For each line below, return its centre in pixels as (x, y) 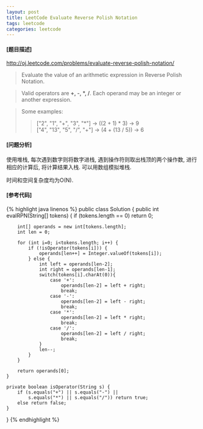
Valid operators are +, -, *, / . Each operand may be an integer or (101, 93)
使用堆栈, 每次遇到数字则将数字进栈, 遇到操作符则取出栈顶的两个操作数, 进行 (101, 159)
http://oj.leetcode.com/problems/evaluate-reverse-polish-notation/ (91, 63)
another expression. (46, 100)
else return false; (42, 403)
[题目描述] (19, 49)
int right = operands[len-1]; (77, 269)
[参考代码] (19, 195)
